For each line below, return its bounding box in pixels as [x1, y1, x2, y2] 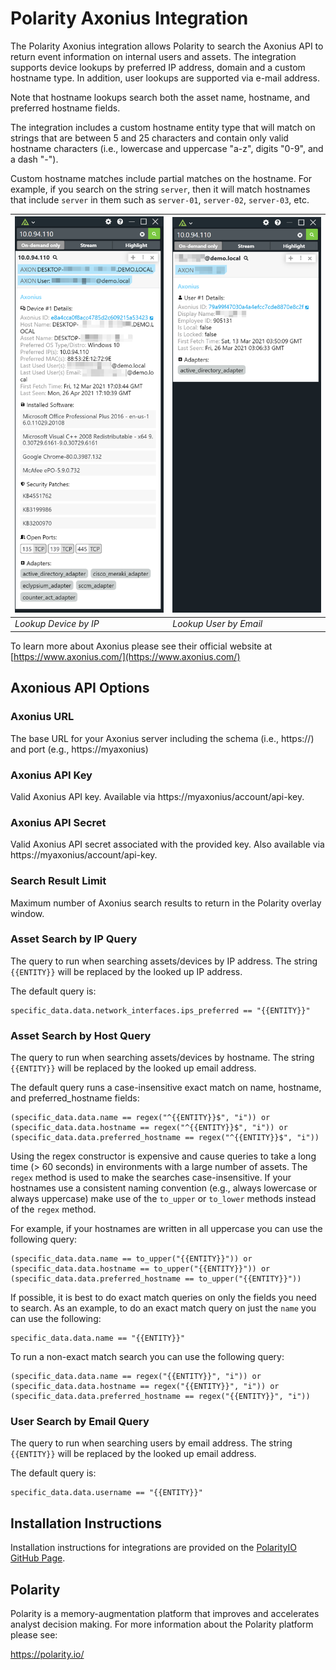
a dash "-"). [10, 153, 59, 165]
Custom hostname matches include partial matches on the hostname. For [10, 172, 313, 184]
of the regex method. [10, 1203, 97, 1216]
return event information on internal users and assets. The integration [10, 50, 297, 62]
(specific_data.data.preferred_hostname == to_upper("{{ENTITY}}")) [10, 1274, 302, 1284]
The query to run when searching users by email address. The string [10, 1437, 293, 1449]
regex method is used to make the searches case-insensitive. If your [10, 1172, 292, 1184]
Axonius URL [10, 710, 75, 724]
